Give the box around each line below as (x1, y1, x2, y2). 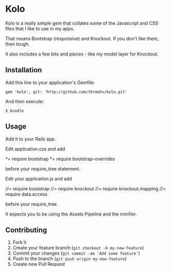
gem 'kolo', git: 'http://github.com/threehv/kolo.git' (5, 89, 127, 94)
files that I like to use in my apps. (5, 25, 75, 31)
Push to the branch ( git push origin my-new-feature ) (12, 256, 127, 262)
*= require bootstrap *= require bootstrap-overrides (5, 156, 116, 162)
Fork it (12, 239, 27, 245)
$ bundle (5, 108, 24, 113)
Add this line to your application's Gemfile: (5, 79, 95, 85)
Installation (5, 66, 42, 74)
